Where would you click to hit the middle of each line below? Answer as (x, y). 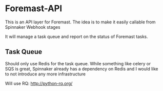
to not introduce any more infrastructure (45, 74)
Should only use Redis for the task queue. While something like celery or (78, 63)
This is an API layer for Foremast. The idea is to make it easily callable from (81, 22)
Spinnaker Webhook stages (33, 27)
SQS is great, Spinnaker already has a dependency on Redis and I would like (82, 69)
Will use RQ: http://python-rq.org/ (39, 83)
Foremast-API (34, 9)
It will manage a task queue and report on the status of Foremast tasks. (77, 36)
